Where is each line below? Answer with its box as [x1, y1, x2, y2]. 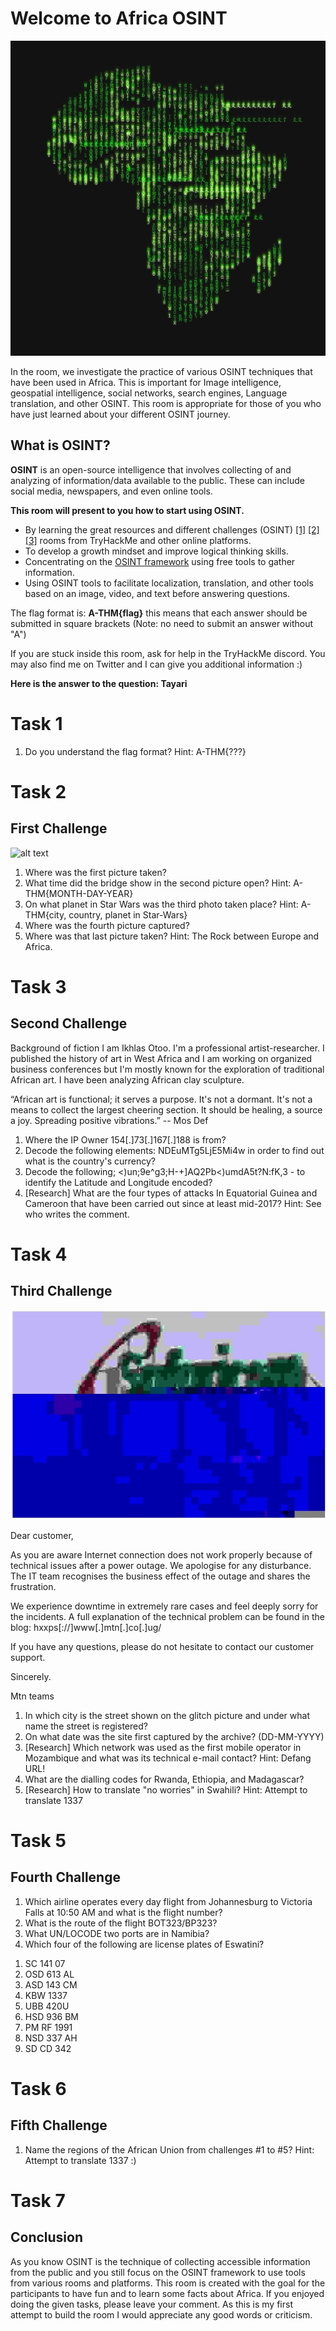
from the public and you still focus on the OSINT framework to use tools [10, 2266, 306, 2278]
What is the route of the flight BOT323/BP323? [24, 1917, 218, 1929]
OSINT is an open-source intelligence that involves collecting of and [10, 463, 292, 476]
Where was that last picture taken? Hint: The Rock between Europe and [24, 930, 320, 942]
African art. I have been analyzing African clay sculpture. [10, 1073, 245, 1086]
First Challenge [10, 820, 108, 837]
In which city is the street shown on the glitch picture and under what [24, 1709, 311, 1721]
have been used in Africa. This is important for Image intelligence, [10, 376, 282, 388]
